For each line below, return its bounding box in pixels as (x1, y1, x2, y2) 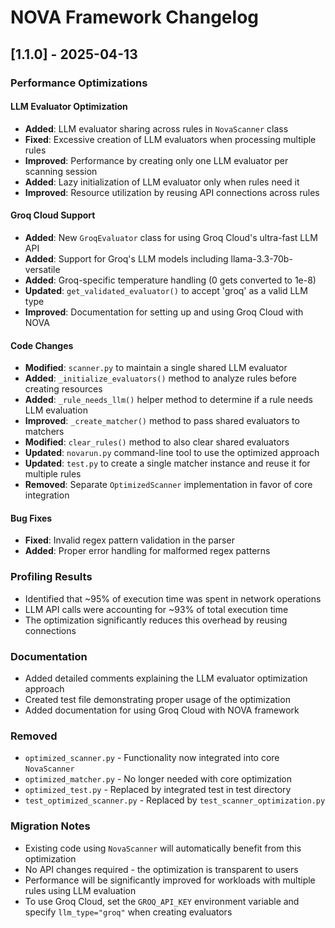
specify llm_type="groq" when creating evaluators (24, 906, 233, 918)
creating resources (24, 383, 103, 395)
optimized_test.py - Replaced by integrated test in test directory (24, 784, 292, 796)
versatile (24, 263, 61, 275)
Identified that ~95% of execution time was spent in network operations (24, 592, 322, 605)
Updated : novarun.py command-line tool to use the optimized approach (24, 447, 320, 459)
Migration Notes (10, 819, 91, 833)
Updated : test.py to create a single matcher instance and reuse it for (24, 457, 311, 470)
